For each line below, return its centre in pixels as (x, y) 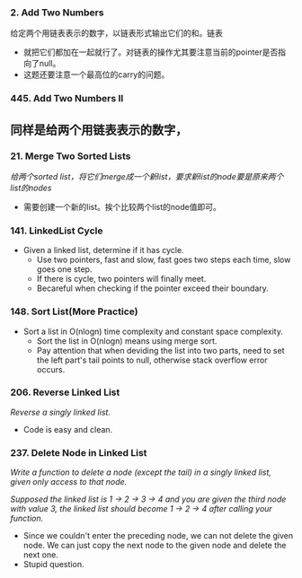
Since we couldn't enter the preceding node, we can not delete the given (158, 536)
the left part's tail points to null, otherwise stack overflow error (152, 360)
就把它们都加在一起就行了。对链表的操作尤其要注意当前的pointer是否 (151, 52)
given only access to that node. (69, 482)
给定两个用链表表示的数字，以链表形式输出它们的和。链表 (116, 33)
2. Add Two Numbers (57, 13)
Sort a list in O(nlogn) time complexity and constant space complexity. (153, 331)
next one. (41, 555)
